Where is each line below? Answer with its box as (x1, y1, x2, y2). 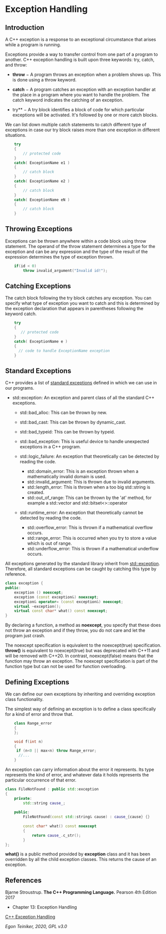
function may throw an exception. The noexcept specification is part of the (5, 658, 158, 664)
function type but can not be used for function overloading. (5, 664, 127, 670)
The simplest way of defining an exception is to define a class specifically (5, 706, 156, 712)
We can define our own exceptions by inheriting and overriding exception (5, 691, 156, 697)
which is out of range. (27, 540, 72, 546)
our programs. (5, 385, 35, 391)
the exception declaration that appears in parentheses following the (5, 306, 144, 312)
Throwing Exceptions (5, 225, 73, 233)
